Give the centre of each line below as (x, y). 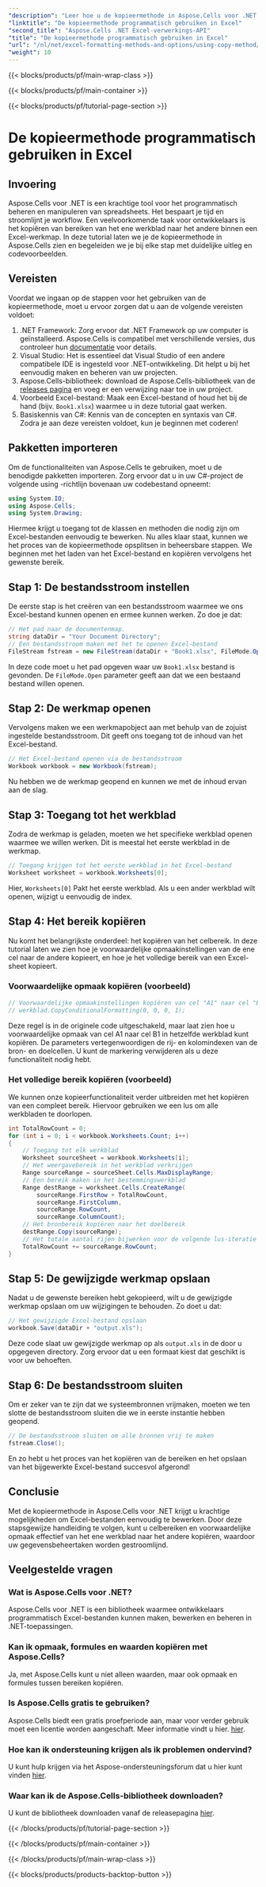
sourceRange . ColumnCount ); (81, 1217)
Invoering (32, 184)
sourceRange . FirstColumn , (80, 1202)
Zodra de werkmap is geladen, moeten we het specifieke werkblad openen (130, 834)
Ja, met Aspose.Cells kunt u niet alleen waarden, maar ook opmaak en (123, 1674)
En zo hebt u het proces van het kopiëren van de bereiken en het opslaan (127, 1458)
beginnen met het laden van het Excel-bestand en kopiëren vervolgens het (130, 554)
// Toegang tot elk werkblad (70, 1151)
